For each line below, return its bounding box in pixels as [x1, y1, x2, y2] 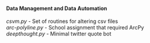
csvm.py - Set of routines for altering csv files [6, 18, 119, 25]
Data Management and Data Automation [6, 5, 108, 12]
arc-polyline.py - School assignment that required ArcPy [6, 24, 144, 31]
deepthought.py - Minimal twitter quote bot [6, 30, 111, 38]
